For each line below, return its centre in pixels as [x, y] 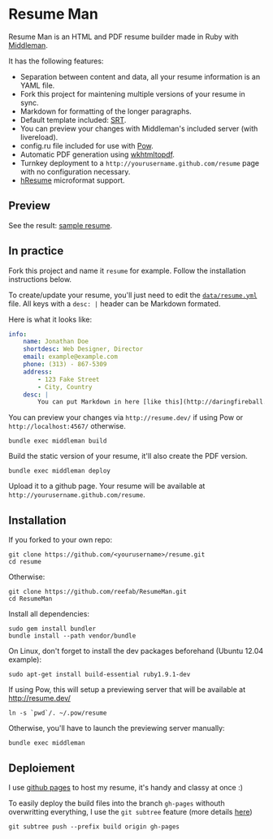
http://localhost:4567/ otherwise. [67, 426]
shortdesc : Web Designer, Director [83, 349]
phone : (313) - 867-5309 [65, 365]
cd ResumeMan [30, 599]
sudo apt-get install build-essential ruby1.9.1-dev [100, 675]
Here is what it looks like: [50, 319]
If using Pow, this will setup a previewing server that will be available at [127, 690]
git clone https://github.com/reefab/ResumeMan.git [97, 592]
